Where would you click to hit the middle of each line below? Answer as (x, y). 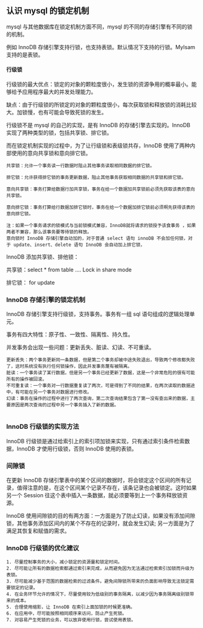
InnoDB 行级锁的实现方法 (43, 427)
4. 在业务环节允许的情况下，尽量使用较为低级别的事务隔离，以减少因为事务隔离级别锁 (98, 594)
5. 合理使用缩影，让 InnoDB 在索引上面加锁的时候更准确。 (71, 607)
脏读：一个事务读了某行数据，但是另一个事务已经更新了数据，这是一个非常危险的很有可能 (101, 373)
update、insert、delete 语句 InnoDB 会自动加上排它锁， (79, 245)
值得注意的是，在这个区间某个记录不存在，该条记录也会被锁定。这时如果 (107, 488)
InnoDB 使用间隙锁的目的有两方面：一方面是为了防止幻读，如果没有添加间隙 (101, 515)
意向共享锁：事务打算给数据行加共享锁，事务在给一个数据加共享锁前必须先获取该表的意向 (101, 190)
